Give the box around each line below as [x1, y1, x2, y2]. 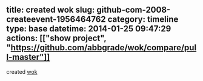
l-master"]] [6, 52, 50, 62]
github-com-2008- [96, 5, 171, 15]
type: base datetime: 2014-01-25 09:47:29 [6, 24, 171, 34]
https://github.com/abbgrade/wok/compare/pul [10, 42, 197, 53]
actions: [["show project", [6, 33, 107, 44]
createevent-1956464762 [6, 15, 106, 25]
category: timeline [107, 15, 179, 25]
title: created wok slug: [6, 5, 95, 15]
